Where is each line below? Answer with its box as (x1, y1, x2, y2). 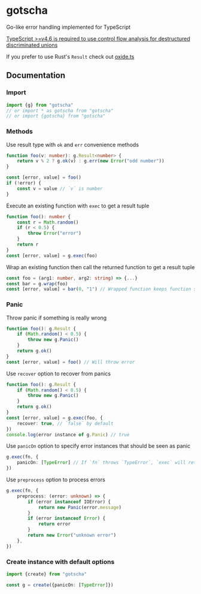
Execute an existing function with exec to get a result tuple (6, 202, 150, 209)
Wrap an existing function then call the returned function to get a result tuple (6, 263, 195, 270)
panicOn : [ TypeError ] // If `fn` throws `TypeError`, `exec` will (17, 460, 186, 466)
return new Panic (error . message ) (38, 504, 121, 510)
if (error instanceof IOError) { (28, 499, 111, 505)
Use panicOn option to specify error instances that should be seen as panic (6, 442, 190, 450)
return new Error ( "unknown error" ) (28, 532, 117, 538)
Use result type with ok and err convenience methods (6, 141, 139, 148)
